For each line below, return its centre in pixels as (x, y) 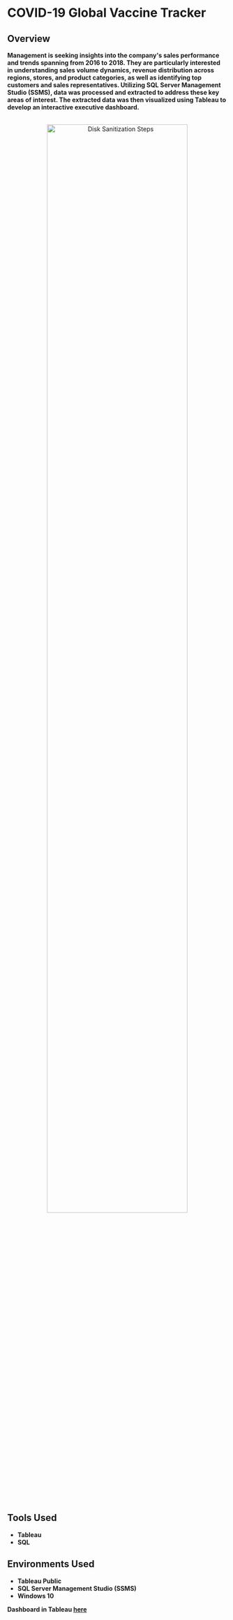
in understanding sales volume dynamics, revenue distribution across (111, 70)
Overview (29, 39)
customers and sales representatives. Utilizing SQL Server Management (114, 85)
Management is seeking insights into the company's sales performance (113, 55)
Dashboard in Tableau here (47, 1609)
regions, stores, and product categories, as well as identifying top (105, 77)
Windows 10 (36, 1596)
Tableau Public (39, 1581)
